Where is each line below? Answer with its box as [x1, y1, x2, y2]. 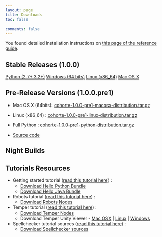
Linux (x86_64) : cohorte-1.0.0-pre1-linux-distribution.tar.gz [12, 112, 138, 118]
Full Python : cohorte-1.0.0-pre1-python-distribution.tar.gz [12, 122, 134, 128]
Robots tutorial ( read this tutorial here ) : [12, 194, 96, 200]
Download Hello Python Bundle [20, 183, 86, 189]
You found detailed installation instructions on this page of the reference [5, 40, 157, 46]
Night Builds [5, 146, 45, 155]
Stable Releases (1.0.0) [5, 60, 80, 69]
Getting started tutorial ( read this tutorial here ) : [12, 177, 112, 183]
